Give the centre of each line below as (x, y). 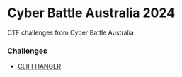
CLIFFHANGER (39, 66)
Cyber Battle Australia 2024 (91, 13)
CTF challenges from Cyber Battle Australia (71, 32)
